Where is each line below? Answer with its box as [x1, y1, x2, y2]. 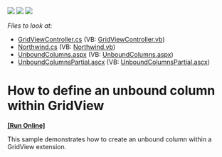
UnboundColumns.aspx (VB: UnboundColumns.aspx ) [17, 50, 174, 58]
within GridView [7, 98, 105, 114]
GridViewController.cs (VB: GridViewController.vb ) [17, 36, 165, 43]
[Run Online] [7, 121, 46, 129]
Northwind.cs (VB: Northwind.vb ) [17, 43, 116, 51]
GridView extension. [7, 142, 67, 151]
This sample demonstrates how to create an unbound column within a [7, 135, 212, 144]
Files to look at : [7, 21, 53, 30]
